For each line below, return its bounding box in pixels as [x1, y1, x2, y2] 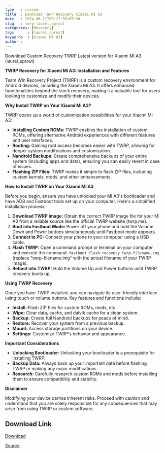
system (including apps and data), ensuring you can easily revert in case [12, 158, 160, 164]
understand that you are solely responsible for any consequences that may [5, 400, 158, 406]
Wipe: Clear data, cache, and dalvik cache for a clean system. [12, 310, 139, 315]
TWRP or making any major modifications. [12, 365, 98, 371]
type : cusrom [5, 7, 38, 12]
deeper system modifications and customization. [12, 147, 112, 153]
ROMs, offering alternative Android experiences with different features [12, 132, 155, 138]
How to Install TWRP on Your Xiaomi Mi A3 [5, 183, 94, 189]
